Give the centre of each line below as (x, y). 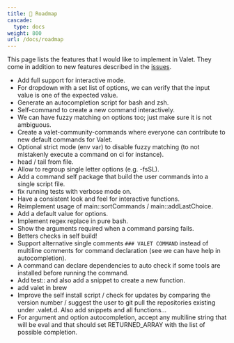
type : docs (29, 26)
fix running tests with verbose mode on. (75, 192)
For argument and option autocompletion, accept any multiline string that (122, 317)
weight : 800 (24, 33)
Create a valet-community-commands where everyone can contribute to (121, 132)
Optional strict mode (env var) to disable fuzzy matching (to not (108, 147)
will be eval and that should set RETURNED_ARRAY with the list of (111, 325)
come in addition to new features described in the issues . (89, 67)
